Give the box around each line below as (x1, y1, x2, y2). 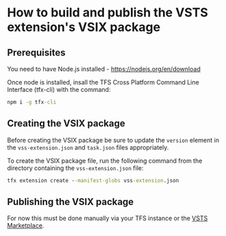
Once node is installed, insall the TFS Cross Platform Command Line (7, 78, 200, 86)
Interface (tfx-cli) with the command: (7, 86, 111, 93)
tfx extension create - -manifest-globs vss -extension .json (7, 177, 179, 184)
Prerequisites (7, 47, 66, 58)
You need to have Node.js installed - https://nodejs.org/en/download (7, 65, 201, 73)
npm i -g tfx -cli (7, 99, 57, 106)
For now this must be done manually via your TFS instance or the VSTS (7, 214, 208, 222)
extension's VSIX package (7, 19, 161, 35)
